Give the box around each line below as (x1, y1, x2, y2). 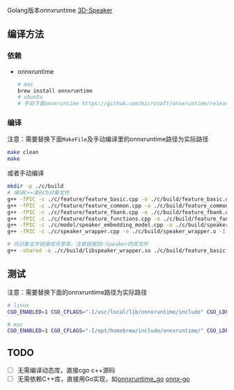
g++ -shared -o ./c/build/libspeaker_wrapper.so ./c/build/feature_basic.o (7, 247, 232, 254)
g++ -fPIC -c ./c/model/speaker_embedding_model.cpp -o (7, 221, 173, 228)
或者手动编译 (7, 169, 44, 178)
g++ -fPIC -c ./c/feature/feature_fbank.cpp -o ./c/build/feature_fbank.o (7, 208, 229, 216)
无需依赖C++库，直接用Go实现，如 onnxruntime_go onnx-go (17, 375, 190, 383)
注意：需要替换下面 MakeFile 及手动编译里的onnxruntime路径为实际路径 (7, 135, 209, 143)
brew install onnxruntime (17, 87, 93, 94)
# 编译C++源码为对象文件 (7, 189, 70, 196)
